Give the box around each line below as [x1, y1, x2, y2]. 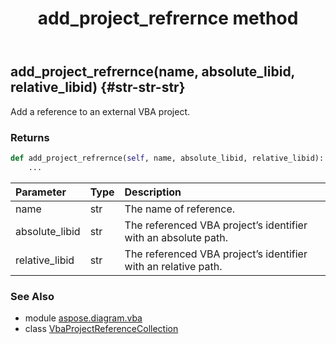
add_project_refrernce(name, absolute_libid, [10, 63, 295, 81]
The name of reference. [124, 202, 236, 216]
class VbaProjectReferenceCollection [24, 322, 179, 334]
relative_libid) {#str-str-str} [10, 79, 186, 96]
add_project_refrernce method [37, 7, 299, 30]
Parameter [15, 185, 67, 199]
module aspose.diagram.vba [24, 312, 143, 324]
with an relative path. [124, 259, 223, 273]
